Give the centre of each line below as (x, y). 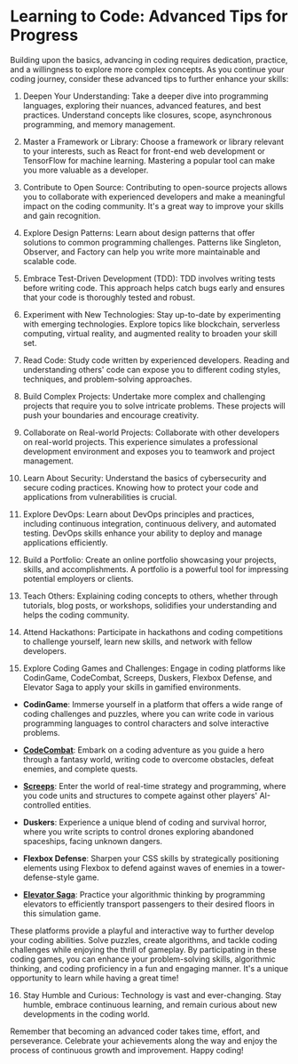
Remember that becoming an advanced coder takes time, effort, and (135, 1031)
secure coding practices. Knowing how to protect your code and (141, 488)
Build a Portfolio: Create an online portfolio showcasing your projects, (149, 560)
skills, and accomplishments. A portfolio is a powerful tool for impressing (156, 569)
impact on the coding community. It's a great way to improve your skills (153, 206)
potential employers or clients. (78, 578)
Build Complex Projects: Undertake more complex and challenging (144, 396)
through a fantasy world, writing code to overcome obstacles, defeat (148, 759)
